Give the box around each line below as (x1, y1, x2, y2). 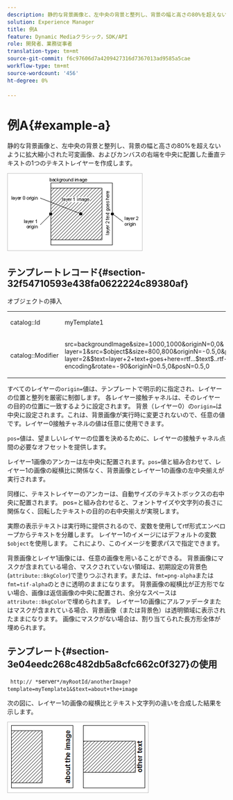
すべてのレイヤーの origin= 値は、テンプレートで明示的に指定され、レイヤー (7, 384, 223, 392)
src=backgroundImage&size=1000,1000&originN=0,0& (64, 340, 224, 349)
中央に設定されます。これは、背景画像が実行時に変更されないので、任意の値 (7, 410, 225, 419)
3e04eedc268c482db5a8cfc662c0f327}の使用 (7, 658, 218, 670)
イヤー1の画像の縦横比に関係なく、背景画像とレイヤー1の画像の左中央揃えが (7, 466, 225, 474)
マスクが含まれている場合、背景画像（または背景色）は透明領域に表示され (12, 606, 226, 614)
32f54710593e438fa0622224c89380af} (7, 278, 189, 290)
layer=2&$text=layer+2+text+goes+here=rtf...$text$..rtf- (64, 355, 228, 363)
